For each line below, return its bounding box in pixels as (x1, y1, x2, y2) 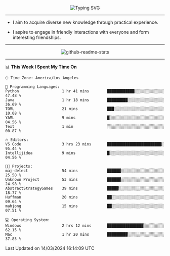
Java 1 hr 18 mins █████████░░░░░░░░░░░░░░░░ (5, 97, 164, 103)
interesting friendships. (12, 34, 61, 40)
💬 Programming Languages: (5, 84, 60, 89)
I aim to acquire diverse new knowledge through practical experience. (12, 19, 158, 25)
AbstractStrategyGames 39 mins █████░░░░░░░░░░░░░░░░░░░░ (5, 186, 164, 191)
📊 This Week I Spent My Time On (5, 64, 77, 70)
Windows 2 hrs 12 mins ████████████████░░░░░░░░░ (5, 223, 164, 228)
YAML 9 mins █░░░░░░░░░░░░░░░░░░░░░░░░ (5, 115, 164, 120)
